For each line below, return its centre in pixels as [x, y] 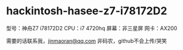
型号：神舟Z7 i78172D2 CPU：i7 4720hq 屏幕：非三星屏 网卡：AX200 [92, 28]
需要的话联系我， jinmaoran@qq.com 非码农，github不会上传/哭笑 [87, 40]
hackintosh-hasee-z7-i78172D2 [87, 11]
